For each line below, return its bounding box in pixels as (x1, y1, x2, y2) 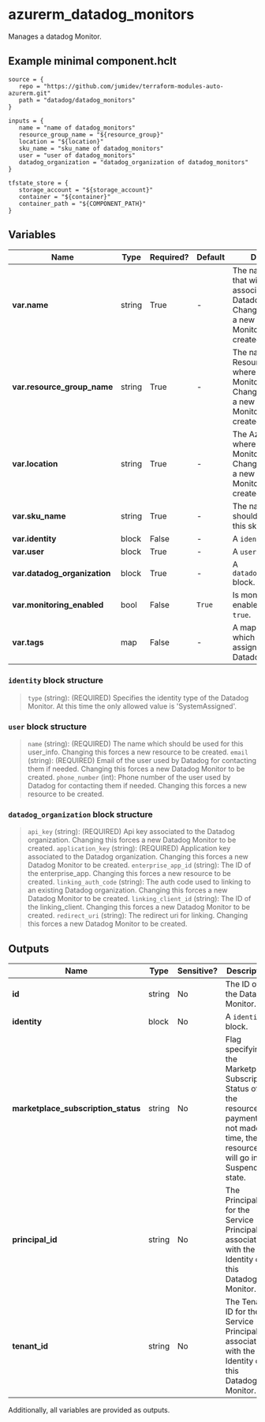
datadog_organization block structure (8, 809, 153, 820)
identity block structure (8, 675, 104, 686)
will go (225, 1152, 250, 1163)
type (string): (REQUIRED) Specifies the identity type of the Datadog (27, 693, 249, 702)
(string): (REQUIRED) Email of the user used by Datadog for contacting (27, 756, 257, 765)
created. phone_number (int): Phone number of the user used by (27, 773, 231, 782)
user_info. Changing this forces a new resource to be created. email (27, 747, 248, 757)
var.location (12, 458, 58, 469)
